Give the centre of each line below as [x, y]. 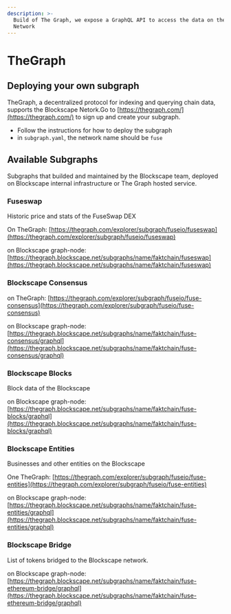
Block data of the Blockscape [49, 388]
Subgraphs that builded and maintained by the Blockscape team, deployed [113, 176]
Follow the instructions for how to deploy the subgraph [95, 130]
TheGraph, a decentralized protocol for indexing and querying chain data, [111, 102]
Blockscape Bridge [40, 545]
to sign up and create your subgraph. [128, 117]
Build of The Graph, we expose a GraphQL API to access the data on [113, 20]
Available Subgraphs [53, 159]
